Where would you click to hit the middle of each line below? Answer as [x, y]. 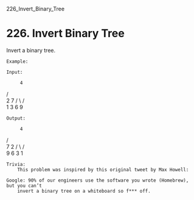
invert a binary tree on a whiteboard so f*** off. [84, 191]
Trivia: [16, 164]
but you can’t [24, 185]
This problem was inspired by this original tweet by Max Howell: [103, 170]
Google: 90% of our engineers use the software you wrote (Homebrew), [98, 180]
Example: [17, 61]
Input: [15, 72]
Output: [16, 118]
